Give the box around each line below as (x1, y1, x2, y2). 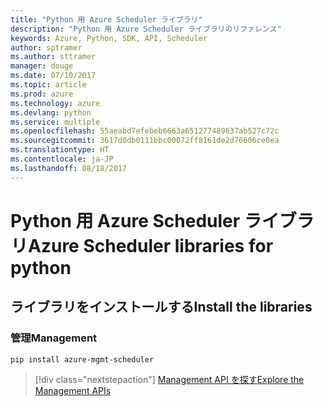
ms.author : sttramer (10, 52, 97, 62)
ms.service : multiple (10, 117, 101, 127)
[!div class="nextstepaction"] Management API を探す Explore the (34, 374, 305, 386)
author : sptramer (10, 42, 83, 53)
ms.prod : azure (10, 89, 74, 99)
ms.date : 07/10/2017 (10, 71, 97, 81)
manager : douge (10, 61, 74, 71)
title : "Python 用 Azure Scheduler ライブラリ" (10, 14, 203, 25)
